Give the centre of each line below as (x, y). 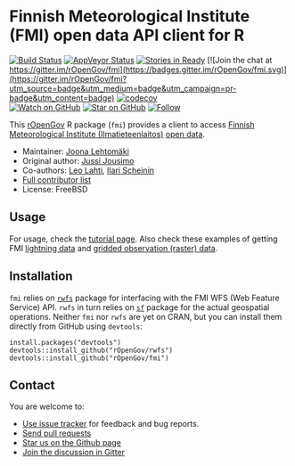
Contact (32, 385)
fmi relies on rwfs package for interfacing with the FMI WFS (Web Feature (144, 298)
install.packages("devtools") (66, 342)
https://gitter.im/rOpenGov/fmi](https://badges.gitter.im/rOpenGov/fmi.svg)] (148, 69)
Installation (41, 277)
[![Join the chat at (240, 60)
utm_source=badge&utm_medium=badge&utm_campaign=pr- (123, 88)
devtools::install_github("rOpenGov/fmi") (89, 358)
